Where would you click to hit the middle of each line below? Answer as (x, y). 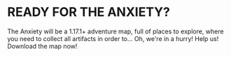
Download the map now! (42, 46)
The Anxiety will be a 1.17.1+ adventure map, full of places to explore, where (115, 31)
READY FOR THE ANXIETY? (89, 12)
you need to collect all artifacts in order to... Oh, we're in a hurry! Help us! (113, 38)
